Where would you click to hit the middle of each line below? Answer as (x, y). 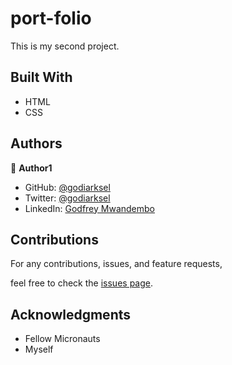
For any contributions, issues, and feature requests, (116, 264)
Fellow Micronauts (62, 339)
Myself (39, 349)
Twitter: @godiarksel (67, 198)
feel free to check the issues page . (82, 283)
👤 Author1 (31, 168)
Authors (36, 143)
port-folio (51, 18)
